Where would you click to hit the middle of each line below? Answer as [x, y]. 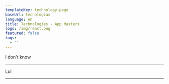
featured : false [22, 33]
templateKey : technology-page [37, 10]
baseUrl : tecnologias [28, 15]
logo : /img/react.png [28, 29]
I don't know [18, 57]
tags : [11, 38]
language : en [19, 19]
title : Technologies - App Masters [43, 24]
